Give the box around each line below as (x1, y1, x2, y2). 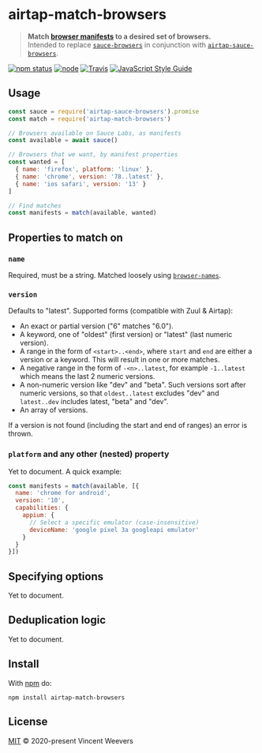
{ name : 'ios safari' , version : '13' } (15, 180, 147, 188)
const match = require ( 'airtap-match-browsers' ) (8, 114, 171, 123)
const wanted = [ (8, 158, 65, 167)
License (8, 715, 48, 729)
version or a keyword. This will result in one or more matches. (19, 355, 220, 365)
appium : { (22, 511, 55, 519)
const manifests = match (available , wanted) (8, 209, 157, 217)
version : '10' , (15, 496, 65, 504)
